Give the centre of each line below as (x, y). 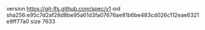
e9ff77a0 (18, 21)
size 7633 (43, 21)
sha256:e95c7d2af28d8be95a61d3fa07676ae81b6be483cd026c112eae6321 (103, 15)
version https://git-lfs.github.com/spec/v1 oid (64, 9)
